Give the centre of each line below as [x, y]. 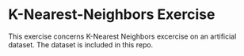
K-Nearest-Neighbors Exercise [112, 15]
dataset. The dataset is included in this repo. [81, 44]
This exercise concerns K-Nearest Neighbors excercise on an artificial [122, 36]
